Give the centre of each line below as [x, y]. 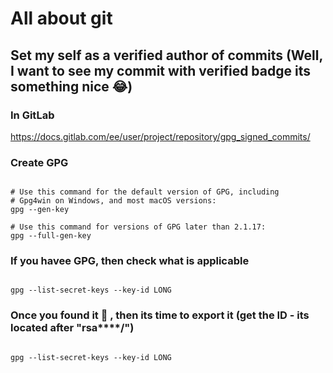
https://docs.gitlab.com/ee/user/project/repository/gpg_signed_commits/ [160, 136]
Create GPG [39, 162]
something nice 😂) [71, 86]
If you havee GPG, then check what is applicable [130, 261]
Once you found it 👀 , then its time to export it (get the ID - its [160, 315]
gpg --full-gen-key [51, 236]
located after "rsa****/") [72, 328]
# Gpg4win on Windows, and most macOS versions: [113, 201]
